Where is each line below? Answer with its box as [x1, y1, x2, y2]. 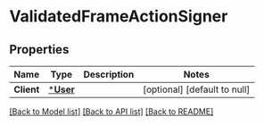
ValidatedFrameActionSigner [9, 6, 228, 27]
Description [83, 69, 135, 80]
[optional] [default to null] [142, 83, 251, 96]
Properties [9, 42, 70, 57]
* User [47, 83, 75, 96]
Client [13, 83, 40, 96]
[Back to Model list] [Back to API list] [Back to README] [9, 106, 214, 117]
